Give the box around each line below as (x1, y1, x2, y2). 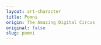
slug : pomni (6, 30, 35, 36)
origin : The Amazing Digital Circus (6, 19, 95, 25)
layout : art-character (6, 8, 61, 15)
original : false (6, 25, 46, 31)
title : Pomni (6, 14, 38, 20)
